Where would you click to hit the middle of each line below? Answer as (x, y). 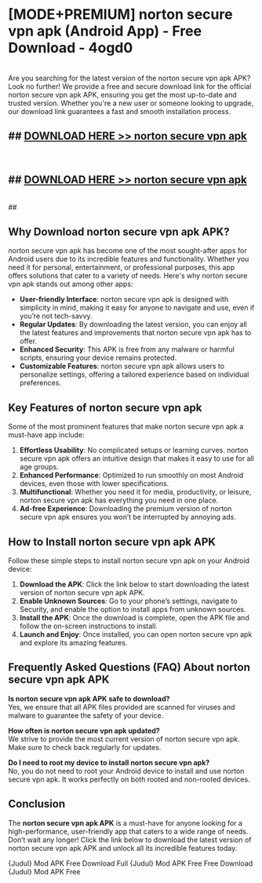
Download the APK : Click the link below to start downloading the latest (134, 584)
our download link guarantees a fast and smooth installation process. (120, 111)
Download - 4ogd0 (71, 48)
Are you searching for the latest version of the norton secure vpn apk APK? (129, 78)
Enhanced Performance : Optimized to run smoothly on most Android (131, 475)
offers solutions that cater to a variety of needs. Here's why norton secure (128, 276)
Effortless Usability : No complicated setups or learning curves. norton (134, 451)
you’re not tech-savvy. (56, 316)
